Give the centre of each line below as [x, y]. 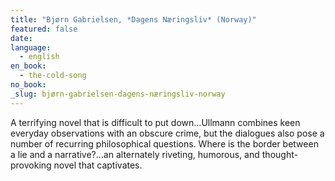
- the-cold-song [53, 76]
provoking [31, 165]
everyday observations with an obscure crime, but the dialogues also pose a [167, 133]
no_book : [28, 85]
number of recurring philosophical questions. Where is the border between [164, 143]
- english [39, 57]
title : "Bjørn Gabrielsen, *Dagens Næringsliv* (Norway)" [133, 19]
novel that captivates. [98, 165]
